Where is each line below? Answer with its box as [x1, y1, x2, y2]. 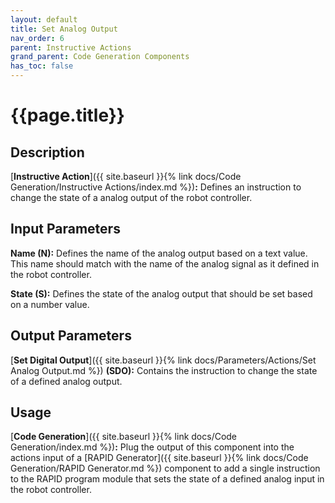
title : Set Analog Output [10, 24, 118, 34]
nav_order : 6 [10, 33, 65, 43]
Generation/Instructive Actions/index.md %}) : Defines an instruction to [10, 181, 302, 193]
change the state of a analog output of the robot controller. [10, 192, 253, 203]
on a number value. [10, 298, 90, 310]
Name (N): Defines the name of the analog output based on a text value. [10, 247, 308, 259]
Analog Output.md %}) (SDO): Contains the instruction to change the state [10, 364, 318, 376]
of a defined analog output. [10, 375, 123, 387]
